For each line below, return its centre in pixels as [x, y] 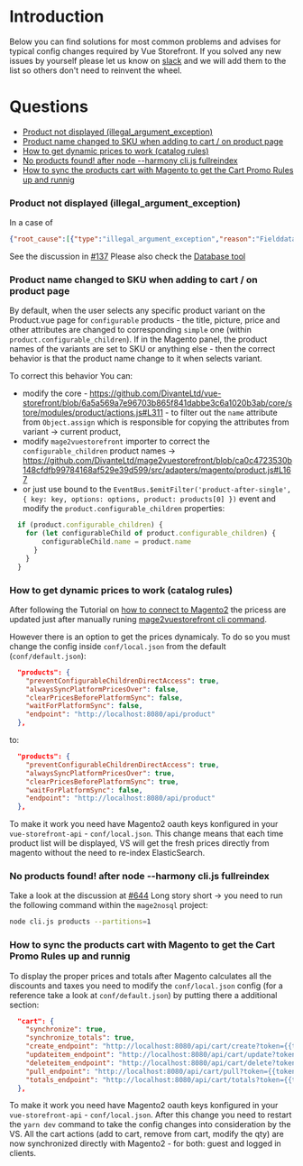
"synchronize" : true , [66, 1030]
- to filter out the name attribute [221, 413]
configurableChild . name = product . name [117, 542]
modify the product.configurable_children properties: [124, 509]
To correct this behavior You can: [71, 376]
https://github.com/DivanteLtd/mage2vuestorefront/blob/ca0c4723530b [157, 461]
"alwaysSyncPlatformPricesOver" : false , [102, 689]
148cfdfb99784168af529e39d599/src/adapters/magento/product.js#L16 [156, 470]
